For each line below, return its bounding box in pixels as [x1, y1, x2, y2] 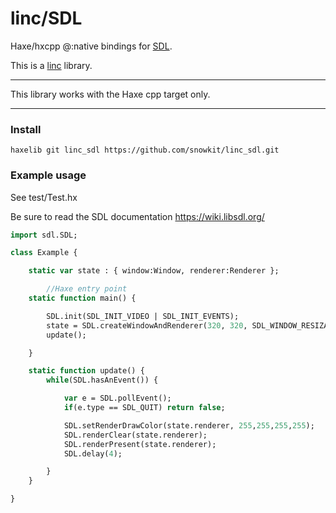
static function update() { [28, 366, 145, 376]
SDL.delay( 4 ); [63, 448, 123, 459]
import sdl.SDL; [10, 230, 78, 240]
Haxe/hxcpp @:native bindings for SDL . [10, 40, 173, 52]
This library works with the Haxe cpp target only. [10, 88, 211, 100]
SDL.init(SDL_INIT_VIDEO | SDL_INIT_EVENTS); [46, 311, 240, 321]
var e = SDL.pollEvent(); [63, 393, 172, 404]
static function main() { [28, 293, 137, 304]
